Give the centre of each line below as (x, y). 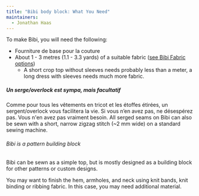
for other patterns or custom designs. (52, 168)
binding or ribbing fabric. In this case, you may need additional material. (94, 186)
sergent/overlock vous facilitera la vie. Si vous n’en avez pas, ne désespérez (99, 111)
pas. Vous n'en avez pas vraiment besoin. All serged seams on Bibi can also (99, 118)
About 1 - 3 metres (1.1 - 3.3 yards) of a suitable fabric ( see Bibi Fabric (100, 58)
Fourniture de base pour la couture (57, 51)
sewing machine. (27, 130)
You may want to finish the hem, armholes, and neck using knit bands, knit (97, 180)
